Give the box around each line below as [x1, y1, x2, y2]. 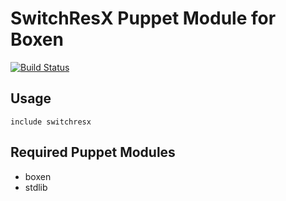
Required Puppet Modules [10, 144, 176, 161]
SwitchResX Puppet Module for [10, 7, 277, 30]
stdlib [24, 181, 48, 193]
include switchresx [10, 117, 92, 127]
